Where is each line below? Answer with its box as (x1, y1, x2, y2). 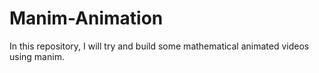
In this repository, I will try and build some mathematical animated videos (9, 40, 310, 52)
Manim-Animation (9, 7, 164, 30)
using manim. (9, 50, 65, 62)
